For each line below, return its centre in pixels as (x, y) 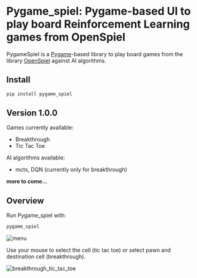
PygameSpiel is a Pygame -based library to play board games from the (95, 54)
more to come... (27, 181)
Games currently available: (40, 128)
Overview (25, 201)
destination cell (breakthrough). (46, 257)
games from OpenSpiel (66, 37)
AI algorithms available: (36, 158)
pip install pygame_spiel (39, 94)
